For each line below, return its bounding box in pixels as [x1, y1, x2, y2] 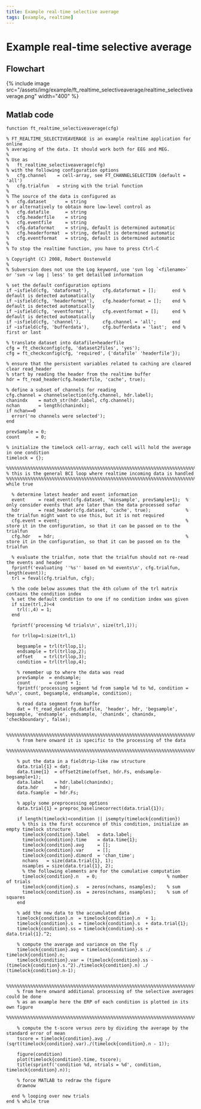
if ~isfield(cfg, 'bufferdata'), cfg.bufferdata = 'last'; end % [6, 324, 186, 331]
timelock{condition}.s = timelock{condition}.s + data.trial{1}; [17, 921, 188, 927]
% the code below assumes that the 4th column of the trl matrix [11, 586, 178, 592]
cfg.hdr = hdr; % [11, 533, 188, 540]
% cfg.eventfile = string [6, 219, 87, 226]
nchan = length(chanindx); [6, 403, 90, 409]
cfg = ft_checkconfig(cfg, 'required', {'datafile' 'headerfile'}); [6, 350, 181, 356]
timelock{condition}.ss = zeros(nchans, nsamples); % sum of [22, 889, 188, 896]
